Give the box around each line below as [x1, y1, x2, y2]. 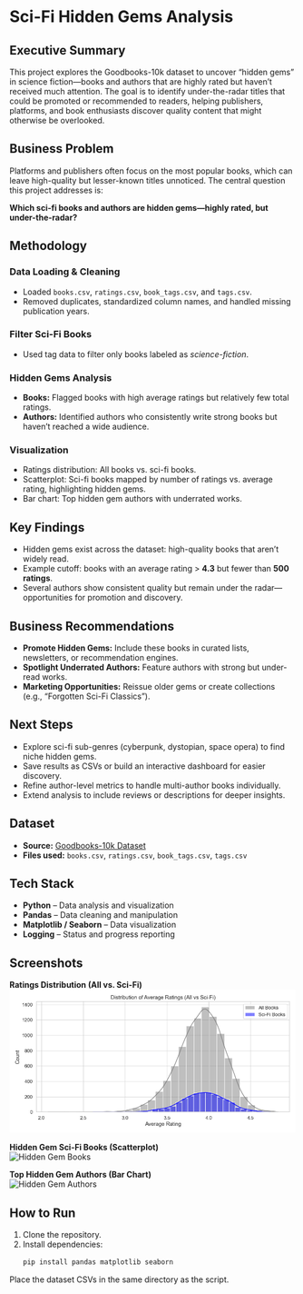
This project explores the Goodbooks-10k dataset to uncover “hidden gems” [9, 66, 295, 77]
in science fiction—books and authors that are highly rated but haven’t [9, 76, 272, 87]
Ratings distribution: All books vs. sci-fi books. [22, 464, 197, 475]
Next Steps [9, 717, 73, 732]
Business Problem [9, 141, 114, 156]
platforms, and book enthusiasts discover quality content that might [9, 105, 262, 115]
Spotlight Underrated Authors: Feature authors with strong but [22, 662, 260, 673]
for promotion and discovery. [74, 592, 183, 603]
